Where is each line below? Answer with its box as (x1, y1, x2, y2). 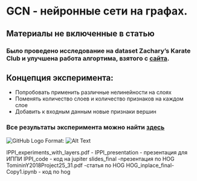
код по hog (42, 168, 71, 175)
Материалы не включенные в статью (6, 28, 155, 39)
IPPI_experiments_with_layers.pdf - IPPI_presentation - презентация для (6, 148, 188, 156)
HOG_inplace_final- (126, 162, 174, 169)
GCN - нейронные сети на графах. (6, 4, 188, 18)
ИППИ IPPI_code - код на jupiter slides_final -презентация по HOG (6, 155, 175, 162)
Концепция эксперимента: (6, 73, 114, 83)
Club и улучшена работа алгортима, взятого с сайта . (6, 54, 170, 62)
